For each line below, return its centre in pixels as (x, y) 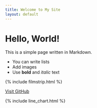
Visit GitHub (17, 91)
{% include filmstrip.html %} (34, 82)
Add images (24, 67)
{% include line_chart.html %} (35, 101)
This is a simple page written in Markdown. (49, 52)
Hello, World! (32, 39)
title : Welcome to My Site (33, 10)
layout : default (22, 14)
